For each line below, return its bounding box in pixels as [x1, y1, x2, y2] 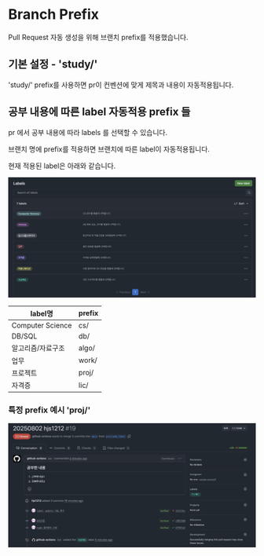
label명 [30, 309, 53, 318]
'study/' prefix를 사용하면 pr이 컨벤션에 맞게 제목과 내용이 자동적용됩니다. [8, 80, 234, 90]
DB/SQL [11, 331, 38, 341]
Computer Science [11, 320, 72, 330]
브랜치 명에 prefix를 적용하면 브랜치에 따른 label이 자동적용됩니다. [8, 144, 211, 154]
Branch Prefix [8, 5, 100, 24]
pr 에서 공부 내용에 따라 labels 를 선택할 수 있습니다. [8, 127, 167, 137]
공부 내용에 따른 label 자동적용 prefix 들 [8, 105, 191, 119]
